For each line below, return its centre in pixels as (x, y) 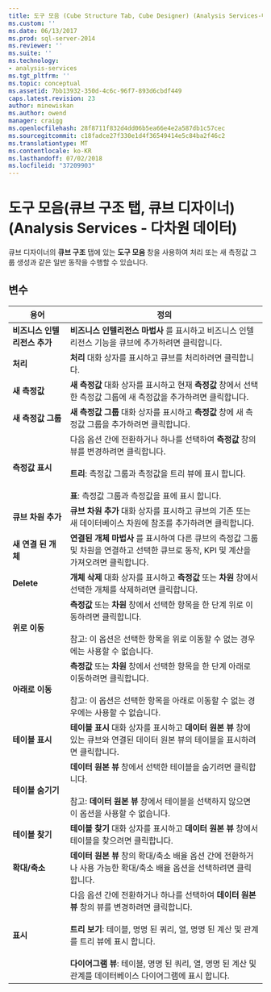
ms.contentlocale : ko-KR (50, 151)
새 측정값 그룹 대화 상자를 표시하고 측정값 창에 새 (156, 412)
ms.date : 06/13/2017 (43, 31)
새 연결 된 (29, 544)
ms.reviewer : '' (35, 46)
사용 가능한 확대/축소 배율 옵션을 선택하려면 (157, 868)
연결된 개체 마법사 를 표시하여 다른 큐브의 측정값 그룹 (164, 538)
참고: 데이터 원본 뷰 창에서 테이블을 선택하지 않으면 (161, 801)
